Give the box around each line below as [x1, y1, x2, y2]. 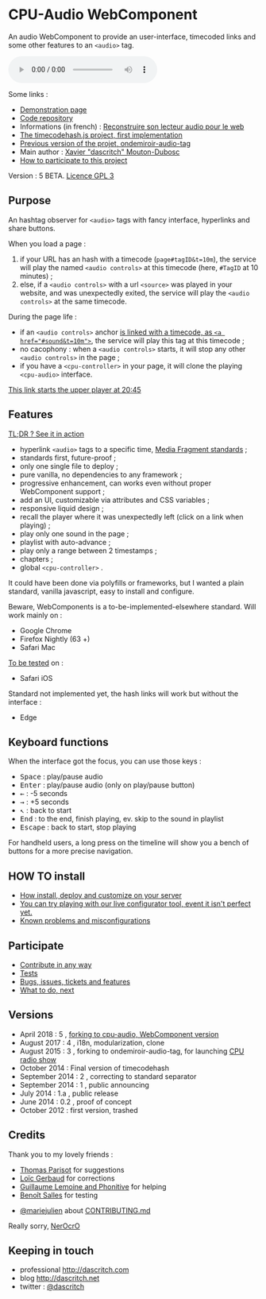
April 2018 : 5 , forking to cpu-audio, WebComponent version [19, 1029, 219, 1038]
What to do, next [19, 985, 75, 995]
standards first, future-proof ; [19, 453, 117, 462]
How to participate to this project [19, 155, 128, 164]
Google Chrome [19, 625, 72, 635]
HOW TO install [8, 869, 86, 883]
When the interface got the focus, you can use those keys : [8, 756, 202, 766]
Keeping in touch [8, 1244, 94, 1258]
